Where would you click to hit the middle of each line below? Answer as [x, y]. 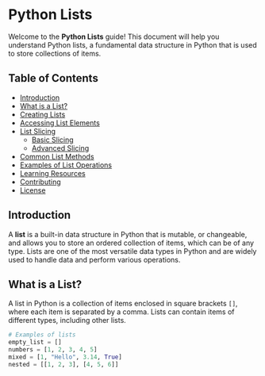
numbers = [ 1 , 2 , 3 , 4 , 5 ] [53, 350]
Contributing [40, 182]
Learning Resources [52, 173]
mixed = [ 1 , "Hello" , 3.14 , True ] [65, 357]
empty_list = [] [35, 343]
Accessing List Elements [60, 123]
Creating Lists [42, 114]
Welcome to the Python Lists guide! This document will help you [114, 36]
